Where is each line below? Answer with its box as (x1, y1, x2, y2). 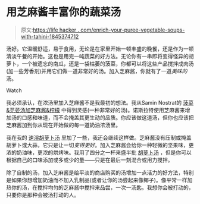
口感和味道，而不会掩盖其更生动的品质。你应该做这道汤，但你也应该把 (21, 114, 194, 121)
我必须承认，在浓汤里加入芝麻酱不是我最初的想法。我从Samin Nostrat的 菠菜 (6, 99, 194, 106)
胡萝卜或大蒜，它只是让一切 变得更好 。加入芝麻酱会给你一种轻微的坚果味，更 (6, 141, 194, 149)
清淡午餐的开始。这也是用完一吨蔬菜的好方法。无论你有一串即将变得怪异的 (6, 52, 189, 59)
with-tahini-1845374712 (20, 33, 79, 40)
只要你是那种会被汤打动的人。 (6, 191, 79, 198)
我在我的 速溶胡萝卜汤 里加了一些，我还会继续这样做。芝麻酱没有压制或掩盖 (6, 134, 192, 141)
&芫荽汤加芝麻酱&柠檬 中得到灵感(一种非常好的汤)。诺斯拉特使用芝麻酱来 (6, 106, 186, 114)
